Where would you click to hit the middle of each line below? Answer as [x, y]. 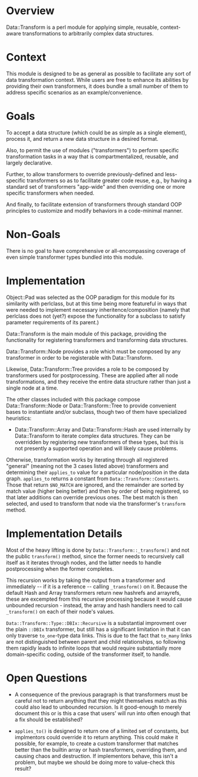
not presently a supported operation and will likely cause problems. [96, 448]
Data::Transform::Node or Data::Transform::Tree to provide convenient [91, 406]
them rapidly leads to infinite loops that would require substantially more [94, 648]
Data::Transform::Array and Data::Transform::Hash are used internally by [103, 429]
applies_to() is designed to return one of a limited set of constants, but [102, 731]
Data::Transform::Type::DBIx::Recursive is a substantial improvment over [96, 623]
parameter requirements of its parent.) [52, 322]
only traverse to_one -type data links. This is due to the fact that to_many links [99, 636]
